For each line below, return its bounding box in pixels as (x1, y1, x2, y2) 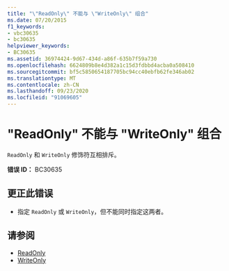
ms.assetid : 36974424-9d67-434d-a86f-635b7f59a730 (7, 56, 157, 63)
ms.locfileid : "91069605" (7, 95, 82, 101)
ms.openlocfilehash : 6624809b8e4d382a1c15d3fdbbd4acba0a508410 (7, 62, 195, 69)
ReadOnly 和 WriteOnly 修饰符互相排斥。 (7, 150, 120, 158)
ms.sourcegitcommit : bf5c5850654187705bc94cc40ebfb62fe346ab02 (7, 68, 195, 75)
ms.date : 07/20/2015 (7, 17, 68, 24)
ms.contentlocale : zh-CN (7, 81, 79, 88)
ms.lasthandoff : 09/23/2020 (7, 88, 89, 95)
